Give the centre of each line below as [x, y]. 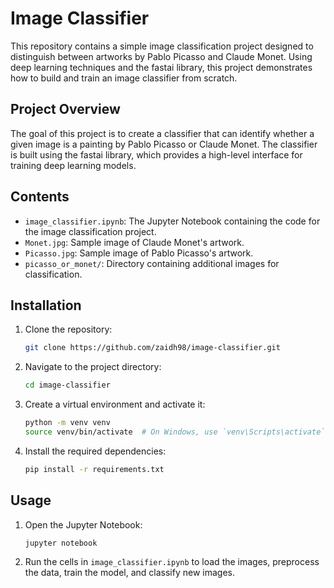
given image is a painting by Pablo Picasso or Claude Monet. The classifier [164, 144]
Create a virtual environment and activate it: [115, 404]
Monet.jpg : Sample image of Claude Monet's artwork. [134, 242]
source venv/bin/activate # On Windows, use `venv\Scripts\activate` [175, 432]
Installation [46, 305]
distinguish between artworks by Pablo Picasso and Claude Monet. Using [161, 56]
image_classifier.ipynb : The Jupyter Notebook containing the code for [172, 221]
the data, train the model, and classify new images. [130, 573]
